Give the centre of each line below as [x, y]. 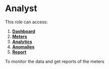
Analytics [22, 41]
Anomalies [23, 47]
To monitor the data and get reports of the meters [55, 61]
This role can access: [26, 22]
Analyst [21, 9]
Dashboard [24, 31]
